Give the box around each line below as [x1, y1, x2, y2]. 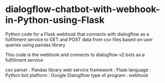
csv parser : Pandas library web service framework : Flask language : [5, 67, 151, 73]
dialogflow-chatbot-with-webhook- [5, 4, 160, 15]
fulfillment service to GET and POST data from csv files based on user [5, 36, 153, 43]
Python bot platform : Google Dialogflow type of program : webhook [5, 72, 149, 78]
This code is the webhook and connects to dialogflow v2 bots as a [5, 52, 145, 58]
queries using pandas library [5, 41, 65, 48]
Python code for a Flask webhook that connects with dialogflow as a [5, 31, 149, 37]
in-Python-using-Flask [5, 14, 105, 26]
